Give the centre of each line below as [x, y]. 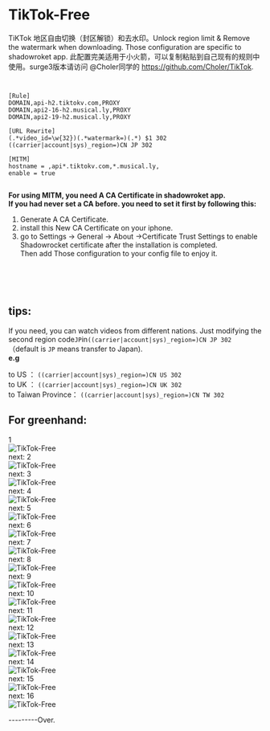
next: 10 [21, 593]
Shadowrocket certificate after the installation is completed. [119, 245]
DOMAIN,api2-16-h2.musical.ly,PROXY [70, 110]
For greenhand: [48, 421]
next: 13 [21, 644]
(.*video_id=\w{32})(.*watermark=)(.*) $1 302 [88, 138]
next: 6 [20, 525]
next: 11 [20, 610]
